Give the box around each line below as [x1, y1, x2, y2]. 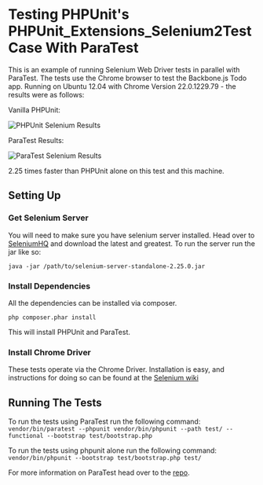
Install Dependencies [8, 281, 91, 292]
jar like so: [8, 247, 42, 256]
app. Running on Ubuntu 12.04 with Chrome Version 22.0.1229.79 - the [8, 81, 237, 91]
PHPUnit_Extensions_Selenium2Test [8, 22, 252, 40]
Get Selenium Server [8, 212, 89, 223]
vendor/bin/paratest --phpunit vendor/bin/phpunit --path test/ [8, 425, 223, 433]
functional [8, 432, 44, 440]
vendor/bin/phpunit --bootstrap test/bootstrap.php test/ [8, 454, 202, 462]
